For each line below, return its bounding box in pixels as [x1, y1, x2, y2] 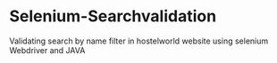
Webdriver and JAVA [9, 44, 86, 55]
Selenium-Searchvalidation [9, 6, 217, 27]
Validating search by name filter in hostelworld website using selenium [9, 35, 269, 46]
